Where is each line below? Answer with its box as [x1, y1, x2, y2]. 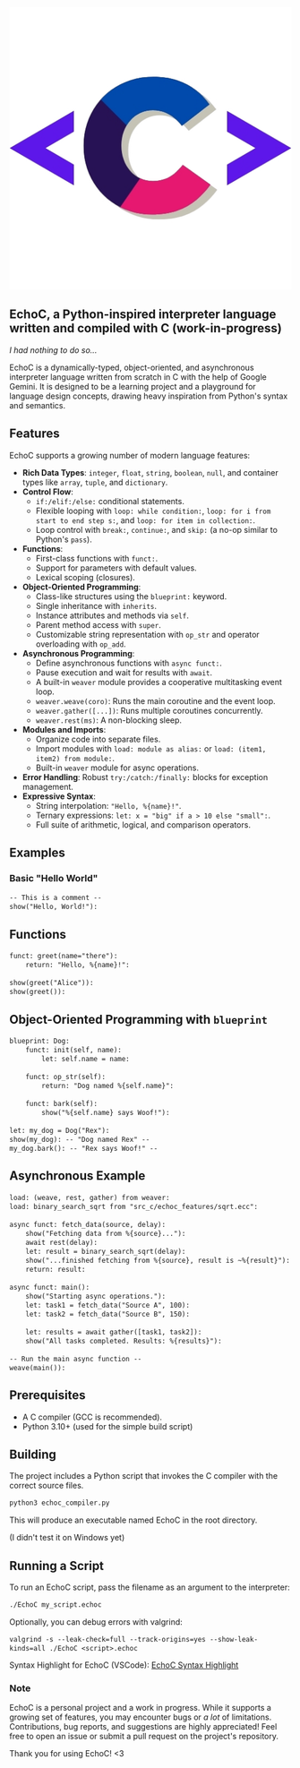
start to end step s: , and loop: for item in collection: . [35, 514, 256, 526]
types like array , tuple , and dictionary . [21, 476, 168, 487]
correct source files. [9, 1480, 84, 1491]
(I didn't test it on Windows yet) [9, 1532, 125, 1543]
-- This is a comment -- [9, 894, 102, 903]
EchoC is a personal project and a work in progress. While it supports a [9, 1703, 271, 1713]
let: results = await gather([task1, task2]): [25, 1327, 202, 1336]
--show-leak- [209, 1635, 258, 1644]
